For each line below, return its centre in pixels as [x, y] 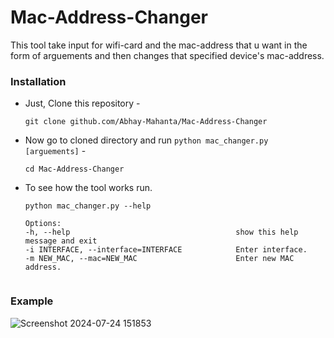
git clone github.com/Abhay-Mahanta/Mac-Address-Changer [146, 122]
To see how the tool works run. [88, 188]
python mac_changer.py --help [88, 206]
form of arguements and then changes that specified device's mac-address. [167, 55]
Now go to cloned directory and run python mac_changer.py [146, 140]
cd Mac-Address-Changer [74, 169]
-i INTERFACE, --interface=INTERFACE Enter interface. [166, 250]
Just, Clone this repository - [82, 103]
